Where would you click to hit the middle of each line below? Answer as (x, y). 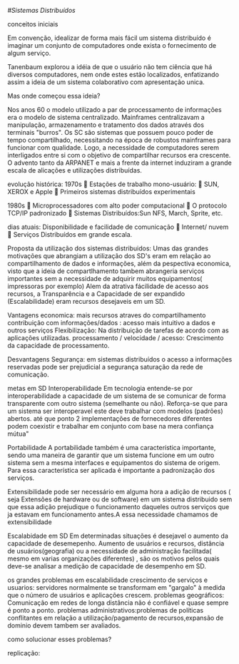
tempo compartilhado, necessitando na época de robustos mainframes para (119, 140)
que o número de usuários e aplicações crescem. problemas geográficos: (116, 595)
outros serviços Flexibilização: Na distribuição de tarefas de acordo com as (118, 330)
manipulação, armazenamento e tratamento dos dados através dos (106, 125)
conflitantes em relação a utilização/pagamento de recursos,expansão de (116, 618)
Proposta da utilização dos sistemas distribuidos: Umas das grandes (108, 248)
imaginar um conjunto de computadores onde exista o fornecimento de (112, 45)
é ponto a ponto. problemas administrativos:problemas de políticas (106, 610)
